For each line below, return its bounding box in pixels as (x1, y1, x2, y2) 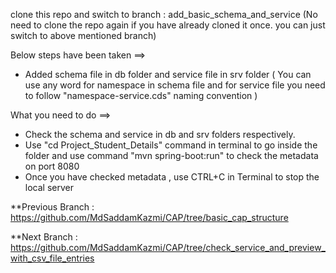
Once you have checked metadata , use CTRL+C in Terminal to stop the (24, 171, 320, 183)
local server (24, 182, 74, 193)
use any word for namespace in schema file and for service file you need (24, 79, 326, 91)
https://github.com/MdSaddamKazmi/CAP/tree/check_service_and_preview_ (10, 242, 326, 253)
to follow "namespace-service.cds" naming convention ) (24, 90, 258, 101)
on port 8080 (24, 160, 80, 172)
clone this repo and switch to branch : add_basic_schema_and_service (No (10, 9, 318, 20)
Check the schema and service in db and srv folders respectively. (24, 129, 296, 140)
